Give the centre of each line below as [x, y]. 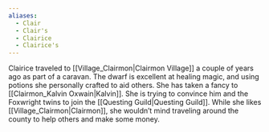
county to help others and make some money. [84, 119]
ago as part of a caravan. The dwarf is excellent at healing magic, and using [134, 77]
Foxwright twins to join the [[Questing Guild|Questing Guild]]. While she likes [135, 102]
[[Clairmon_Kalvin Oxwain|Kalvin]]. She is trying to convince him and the [128, 94]
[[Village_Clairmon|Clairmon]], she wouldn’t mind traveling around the [124, 111]
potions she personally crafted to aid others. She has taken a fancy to [123, 86]
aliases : [23, 16]
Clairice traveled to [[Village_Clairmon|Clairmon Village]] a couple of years [131, 68]
